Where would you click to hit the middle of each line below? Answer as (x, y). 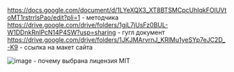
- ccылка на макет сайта (56, 47)
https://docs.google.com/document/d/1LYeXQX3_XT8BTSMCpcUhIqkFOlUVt (117, 10)
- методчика (100, 17)
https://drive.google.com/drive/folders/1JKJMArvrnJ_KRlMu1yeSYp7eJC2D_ (116, 40)
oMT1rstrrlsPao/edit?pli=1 (44, 17)
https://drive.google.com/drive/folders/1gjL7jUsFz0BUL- (88, 25)
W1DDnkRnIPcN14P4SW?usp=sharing (62, 32)
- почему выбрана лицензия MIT (82, 61)
